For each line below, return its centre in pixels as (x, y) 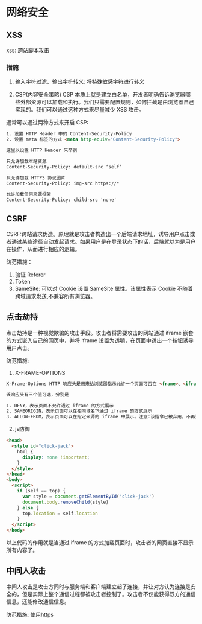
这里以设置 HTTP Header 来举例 (42, 151)
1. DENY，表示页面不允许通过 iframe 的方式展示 (60, 406)
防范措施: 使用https (30, 614)
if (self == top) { (41, 491)
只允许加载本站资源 (26, 161)
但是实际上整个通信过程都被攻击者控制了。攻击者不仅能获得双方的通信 (109, 594)
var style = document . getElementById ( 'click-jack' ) (88, 496)
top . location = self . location (60, 514)
